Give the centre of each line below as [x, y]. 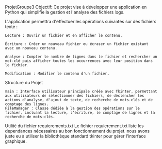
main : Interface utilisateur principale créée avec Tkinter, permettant [81, 91]
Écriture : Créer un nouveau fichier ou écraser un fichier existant [77, 44]
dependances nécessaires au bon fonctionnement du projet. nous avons [77, 131]
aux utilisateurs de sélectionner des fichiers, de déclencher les [75, 96]
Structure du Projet [24, 82]
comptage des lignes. [27, 104]
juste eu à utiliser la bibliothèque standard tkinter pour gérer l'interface [76, 136]
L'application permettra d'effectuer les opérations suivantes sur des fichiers [81, 22]
